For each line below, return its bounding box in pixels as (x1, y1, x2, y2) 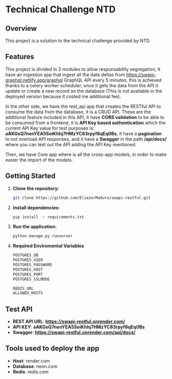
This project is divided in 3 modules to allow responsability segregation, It (5, 66, 161, 72)
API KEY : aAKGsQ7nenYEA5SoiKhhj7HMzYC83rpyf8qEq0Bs (12, 324, 145, 330)
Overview (5, 24, 37, 33)
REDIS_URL (12, 286, 34, 291)
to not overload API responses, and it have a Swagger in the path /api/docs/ (5, 136, 167, 142)
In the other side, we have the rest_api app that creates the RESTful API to (5, 103, 161, 109)
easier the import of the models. (5, 156, 73, 163)
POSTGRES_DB (12, 253, 38, 258)
